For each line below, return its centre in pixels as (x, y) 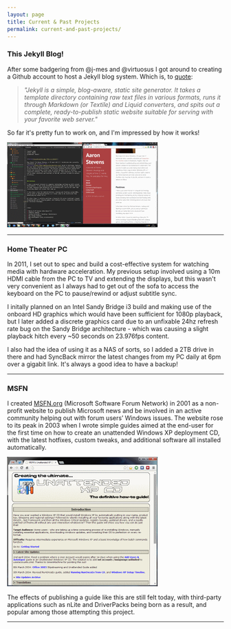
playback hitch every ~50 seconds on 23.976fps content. (88, 336)
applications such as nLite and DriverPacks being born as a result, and (107, 605)
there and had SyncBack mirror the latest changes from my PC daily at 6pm (114, 357)
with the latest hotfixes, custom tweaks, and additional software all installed (114, 440)
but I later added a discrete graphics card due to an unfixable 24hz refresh (113, 321)
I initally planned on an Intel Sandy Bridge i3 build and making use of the (109, 306)
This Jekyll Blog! (35, 54)
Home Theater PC (37, 249)
